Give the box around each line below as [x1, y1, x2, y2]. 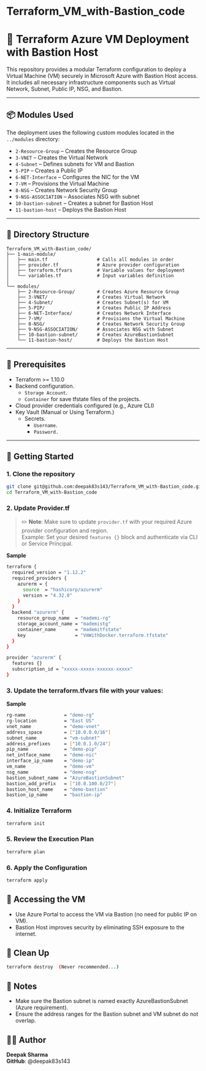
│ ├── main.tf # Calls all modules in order [6, 256, 174, 263]
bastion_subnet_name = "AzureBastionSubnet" [6, 775, 124, 781]
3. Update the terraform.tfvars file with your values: [6, 686, 164, 694]
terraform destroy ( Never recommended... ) [6, 964, 120, 970]
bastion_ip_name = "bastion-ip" [6, 792, 103, 798]
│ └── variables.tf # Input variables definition [6, 272, 174, 278]
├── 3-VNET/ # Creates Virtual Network [17, 294, 166, 300]
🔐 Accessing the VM [6, 894, 86, 905]
